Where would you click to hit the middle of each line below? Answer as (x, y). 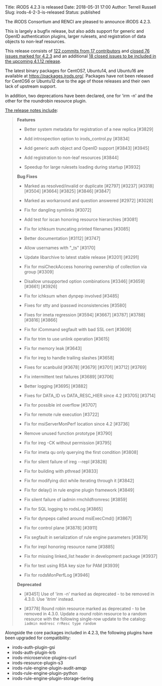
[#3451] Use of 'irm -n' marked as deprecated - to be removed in (89, 594)
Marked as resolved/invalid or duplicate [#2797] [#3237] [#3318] (89, 186)
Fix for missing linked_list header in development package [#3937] (91, 556)
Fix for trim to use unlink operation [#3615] (67, 339)
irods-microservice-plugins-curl (44, 657)
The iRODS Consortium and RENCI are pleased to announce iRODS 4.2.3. (78, 22)
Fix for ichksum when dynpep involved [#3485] (72, 296)
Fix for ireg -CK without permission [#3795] (68, 443)
